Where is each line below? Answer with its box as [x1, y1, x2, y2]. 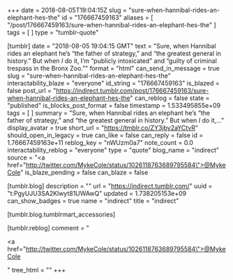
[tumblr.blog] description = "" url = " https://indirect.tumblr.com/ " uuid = [7, 182, 213, 190]
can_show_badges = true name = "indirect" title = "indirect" [7, 197, 179, 205]
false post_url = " [7, 87, 57, 94]
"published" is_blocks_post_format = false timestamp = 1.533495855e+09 [7, 101, 221, 109]
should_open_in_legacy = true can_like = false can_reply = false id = [7, 131, 204, 139]
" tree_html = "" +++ [7, 266, 66, 274]
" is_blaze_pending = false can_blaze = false [20, 168, 149, 176]
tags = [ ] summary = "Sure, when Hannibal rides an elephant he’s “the [7, 108, 211, 117]
